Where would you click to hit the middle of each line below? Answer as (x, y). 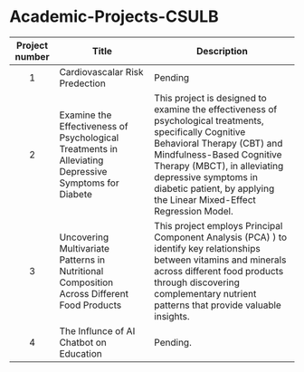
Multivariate (85, 248)
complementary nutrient (205, 293)
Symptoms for (89, 183)
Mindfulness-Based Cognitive (218, 154)
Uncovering (84, 237)
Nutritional (81, 271)
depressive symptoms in (205, 176)
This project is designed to (210, 98)
